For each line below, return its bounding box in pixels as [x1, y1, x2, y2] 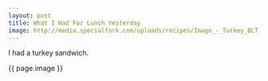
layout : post [8, 11, 52, 20]
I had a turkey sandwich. [8, 48, 89, 58]
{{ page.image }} [8, 64, 64, 73]
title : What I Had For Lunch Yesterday [8, 19, 141, 27]
